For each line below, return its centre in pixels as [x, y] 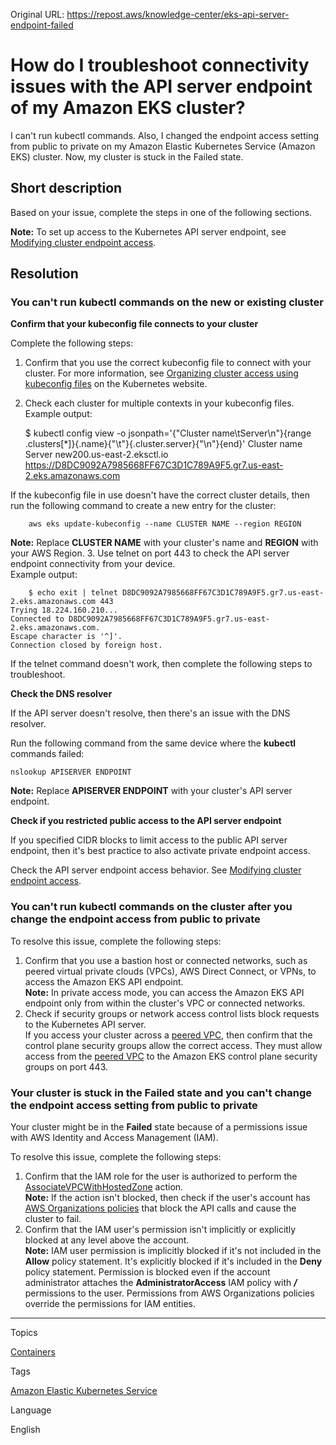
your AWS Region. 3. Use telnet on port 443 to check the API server [150, 553]
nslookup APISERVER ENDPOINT [71, 772]
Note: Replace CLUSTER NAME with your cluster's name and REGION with [164, 543]
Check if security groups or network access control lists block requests [172, 1013]
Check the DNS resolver [61, 694]
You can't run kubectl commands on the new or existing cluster [167, 302]
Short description [66, 188]
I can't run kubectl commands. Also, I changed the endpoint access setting [165, 135]
